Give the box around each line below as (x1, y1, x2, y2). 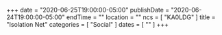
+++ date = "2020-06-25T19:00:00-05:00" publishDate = (6, 6, 170, 14)
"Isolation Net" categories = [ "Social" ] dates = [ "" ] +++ (6, 21, 169, 28)
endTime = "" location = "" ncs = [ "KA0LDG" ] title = (66, 13, 216, 21)
